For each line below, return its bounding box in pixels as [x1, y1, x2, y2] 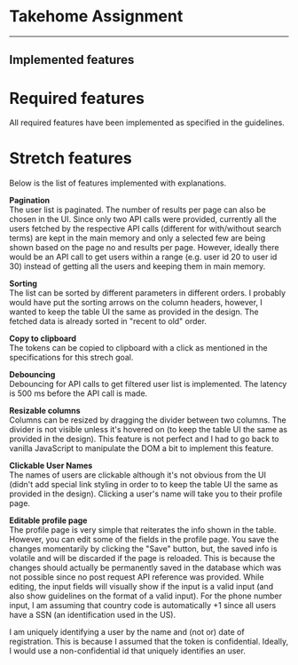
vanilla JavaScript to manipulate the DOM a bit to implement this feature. [9, 443, 274, 454]
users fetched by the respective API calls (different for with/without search [9, 224, 282, 234]
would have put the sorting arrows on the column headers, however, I [9, 297, 263, 308]
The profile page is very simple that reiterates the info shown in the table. [9, 525, 277, 535]
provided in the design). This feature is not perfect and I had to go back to [9, 433, 279, 445]
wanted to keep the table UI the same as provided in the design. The [9, 306, 259, 317]
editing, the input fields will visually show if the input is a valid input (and [9, 582, 273, 592]
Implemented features [9, 52, 135, 67]
